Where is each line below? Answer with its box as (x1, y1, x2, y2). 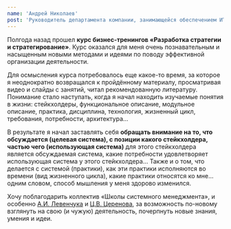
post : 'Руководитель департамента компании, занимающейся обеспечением (7, 17, 217, 23)
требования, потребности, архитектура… (7, 114, 129, 122)
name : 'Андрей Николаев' (7, 10, 78, 17)
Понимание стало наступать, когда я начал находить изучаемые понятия (7, 92, 224, 100)
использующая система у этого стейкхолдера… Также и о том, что (7, 157, 205, 165)
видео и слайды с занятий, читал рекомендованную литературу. (7, 85, 198, 94)
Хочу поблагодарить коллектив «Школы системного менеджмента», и (7, 192, 215, 200)
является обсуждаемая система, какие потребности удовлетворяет (7, 149, 208, 158)
